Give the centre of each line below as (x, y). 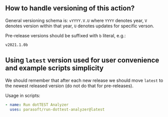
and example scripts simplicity (54, 68)
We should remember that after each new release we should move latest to (84, 80)
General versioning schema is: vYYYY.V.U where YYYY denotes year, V (76, 20)
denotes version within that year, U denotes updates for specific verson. (80, 26)
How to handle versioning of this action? (70, 8)
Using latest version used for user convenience (82, 60)
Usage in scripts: (23, 95)
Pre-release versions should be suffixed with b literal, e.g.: (66, 35)
